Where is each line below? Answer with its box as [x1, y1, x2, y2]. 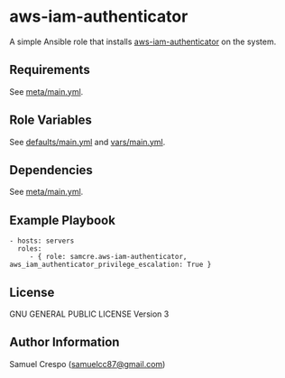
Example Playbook [9, 212, 115, 227]
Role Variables [9, 113, 92, 128]
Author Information [9, 335, 120, 350]
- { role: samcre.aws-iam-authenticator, [29, 253, 188, 262]
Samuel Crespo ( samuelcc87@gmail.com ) [9, 358, 166, 369]
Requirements [9, 62, 90, 78]
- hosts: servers [9, 236, 75, 245]
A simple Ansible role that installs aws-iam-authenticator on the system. [9, 36, 277, 47]
